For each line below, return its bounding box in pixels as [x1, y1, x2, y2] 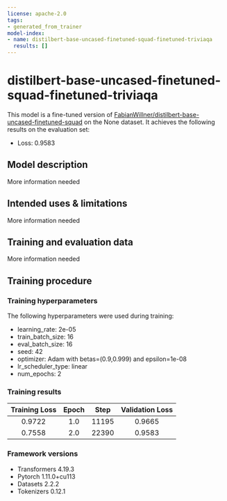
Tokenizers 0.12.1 [17, 487, 66, 495]
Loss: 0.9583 [17, 139, 56, 147]
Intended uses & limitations [7, 198, 128, 210]
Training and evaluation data [7, 236, 133, 248]
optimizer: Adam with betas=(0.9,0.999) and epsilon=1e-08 [17, 355, 187, 363]
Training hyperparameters [7, 295, 98, 305]
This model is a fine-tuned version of [7, 110, 113, 118]
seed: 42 [17, 348, 43, 356]
